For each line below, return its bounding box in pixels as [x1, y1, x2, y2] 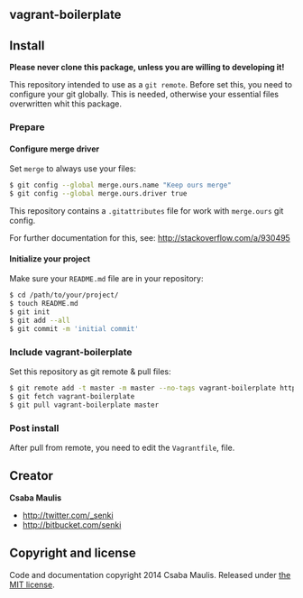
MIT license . [9, 579, 56, 590]
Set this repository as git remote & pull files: [9, 365, 171, 377]
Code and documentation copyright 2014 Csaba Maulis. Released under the [9, 569, 291, 580]
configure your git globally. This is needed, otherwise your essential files [9, 89, 280, 100]
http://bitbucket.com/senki [22, 519, 122, 530]
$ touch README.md [9, 299, 78, 308]
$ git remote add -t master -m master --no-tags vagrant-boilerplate [9, 383, 277, 392]
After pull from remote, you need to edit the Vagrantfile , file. [9, 442, 235, 453]
